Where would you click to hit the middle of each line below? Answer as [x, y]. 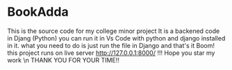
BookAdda [38, 12]
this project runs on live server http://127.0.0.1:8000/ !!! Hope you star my [111, 53]
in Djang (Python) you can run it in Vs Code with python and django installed [116, 38]
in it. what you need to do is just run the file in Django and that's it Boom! [111, 45]
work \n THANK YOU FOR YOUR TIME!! [63, 60]
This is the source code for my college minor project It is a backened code [114, 31]
